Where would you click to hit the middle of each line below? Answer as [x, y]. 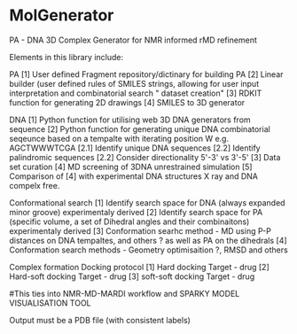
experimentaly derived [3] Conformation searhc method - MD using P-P [141, 230]
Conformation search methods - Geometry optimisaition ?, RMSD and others [148, 250]
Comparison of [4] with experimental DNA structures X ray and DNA [134, 176]
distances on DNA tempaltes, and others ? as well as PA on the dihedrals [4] [148, 240]
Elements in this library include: [66, 57]
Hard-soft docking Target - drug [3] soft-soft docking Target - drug [132, 276]
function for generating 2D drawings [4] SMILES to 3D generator [127, 102]
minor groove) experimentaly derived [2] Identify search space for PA [136, 212]
